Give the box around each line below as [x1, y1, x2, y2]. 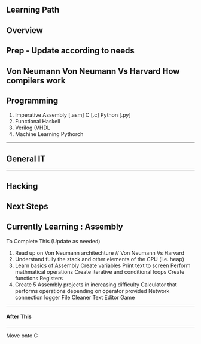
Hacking [6, 181, 38, 191]
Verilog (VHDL [14, 124, 51, 131]
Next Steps [6, 201, 48, 212]
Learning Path [6, 5, 60, 15]
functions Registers [14, 274, 63, 282]
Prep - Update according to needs [6, 46, 135, 56]
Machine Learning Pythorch [14, 131, 84, 138]
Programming [6, 95, 59, 105]
